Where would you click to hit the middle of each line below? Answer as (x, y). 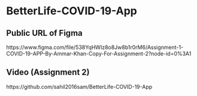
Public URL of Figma (44, 33)
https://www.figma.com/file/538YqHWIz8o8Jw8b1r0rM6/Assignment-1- (95, 47)
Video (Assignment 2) (48, 72)
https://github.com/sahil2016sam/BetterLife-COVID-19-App (79, 86)
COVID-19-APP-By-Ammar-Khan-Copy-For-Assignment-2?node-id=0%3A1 (99, 54)
